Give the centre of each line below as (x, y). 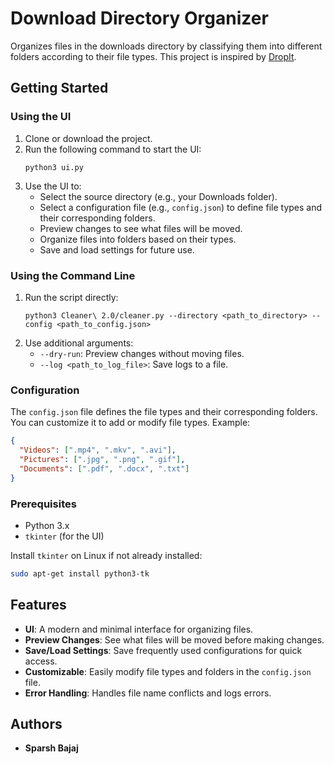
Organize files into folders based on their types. (138, 239)
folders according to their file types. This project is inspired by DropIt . (153, 56)
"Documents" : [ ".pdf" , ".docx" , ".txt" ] (104, 468)
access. (41, 661)
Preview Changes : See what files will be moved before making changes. (174, 639)
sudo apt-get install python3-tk (80, 573)
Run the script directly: (71, 297)
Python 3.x (47, 525)
